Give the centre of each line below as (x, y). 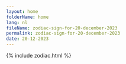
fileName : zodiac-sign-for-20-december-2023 (62, 28)
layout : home (22, 11)
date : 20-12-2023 (28, 39)
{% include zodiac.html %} (39, 55)
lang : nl (17, 22)
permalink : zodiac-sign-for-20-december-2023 (63, 33)
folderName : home (28, 17)
